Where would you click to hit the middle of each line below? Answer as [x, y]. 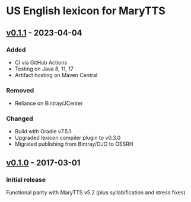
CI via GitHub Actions [41, 62]
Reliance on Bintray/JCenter [49, 103]
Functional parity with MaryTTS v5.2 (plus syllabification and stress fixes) [96, 193]
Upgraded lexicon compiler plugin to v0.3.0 [68, 138]
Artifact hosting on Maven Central [56, 75]
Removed [20, 90]
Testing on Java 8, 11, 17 [44, 69]
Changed [20, 118]
